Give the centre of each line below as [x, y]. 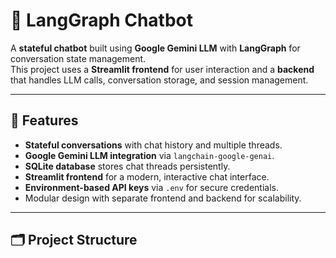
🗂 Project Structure [74, 240]
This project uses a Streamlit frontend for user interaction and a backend [162, 69]
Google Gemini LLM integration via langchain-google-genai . [149, 155]
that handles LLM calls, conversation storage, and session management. [159, 80]
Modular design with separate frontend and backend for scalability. [163, 198]
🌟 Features [44, 120]
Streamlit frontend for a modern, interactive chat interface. [147, 176]
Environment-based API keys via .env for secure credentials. [152, 187]
